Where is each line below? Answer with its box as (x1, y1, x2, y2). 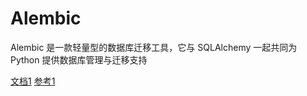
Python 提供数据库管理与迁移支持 (10, 53, 148, 66)
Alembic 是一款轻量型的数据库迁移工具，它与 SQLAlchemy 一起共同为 (10, 41, 298, 53)
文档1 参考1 (10, 75, 56, 87)
